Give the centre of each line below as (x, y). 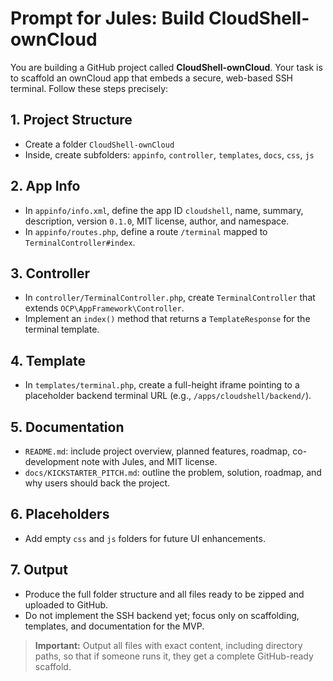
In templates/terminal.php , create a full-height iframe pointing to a (162, 385)
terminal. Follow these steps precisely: (89, 88)
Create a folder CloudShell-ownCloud (99, 144)
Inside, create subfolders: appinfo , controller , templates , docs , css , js (169, 154)
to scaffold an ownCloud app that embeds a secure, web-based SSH (152, 78)
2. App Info (45, 186)
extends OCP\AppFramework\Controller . (104, 308)
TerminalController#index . (80, 242)
